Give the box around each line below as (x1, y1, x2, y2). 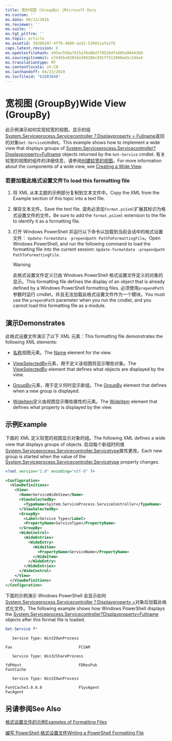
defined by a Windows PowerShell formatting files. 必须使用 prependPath (12, 285, 164, 291)
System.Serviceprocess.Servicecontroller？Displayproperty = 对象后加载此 (5, 599, 162, 605)
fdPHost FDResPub (5, 662, 97, 668)
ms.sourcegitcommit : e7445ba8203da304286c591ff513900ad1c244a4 (5, 55, 143, 60)
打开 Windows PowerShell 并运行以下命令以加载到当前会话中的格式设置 (12, 229, 163, 235)
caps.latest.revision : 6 (5, 46, 58, 51)
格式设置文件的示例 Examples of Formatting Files (5, 719, 107, 725)
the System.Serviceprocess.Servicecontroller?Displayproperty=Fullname (5, 611, 159, 617)
